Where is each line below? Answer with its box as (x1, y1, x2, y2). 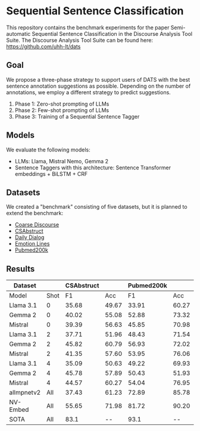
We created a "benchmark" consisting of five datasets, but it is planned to (6, 203, 187, 210)
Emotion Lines (14, 240, 50, 247)
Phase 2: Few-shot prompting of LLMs (14, 106, 109, 114)
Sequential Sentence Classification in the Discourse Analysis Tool (32, 30, 193, 37)
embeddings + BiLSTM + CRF (14, 170, 88, 177)
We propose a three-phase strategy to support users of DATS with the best (6, 76, 190, 83)
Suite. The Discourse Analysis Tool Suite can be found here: (6, 36, 154, 44)
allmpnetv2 (9, 389, 41, 397)
